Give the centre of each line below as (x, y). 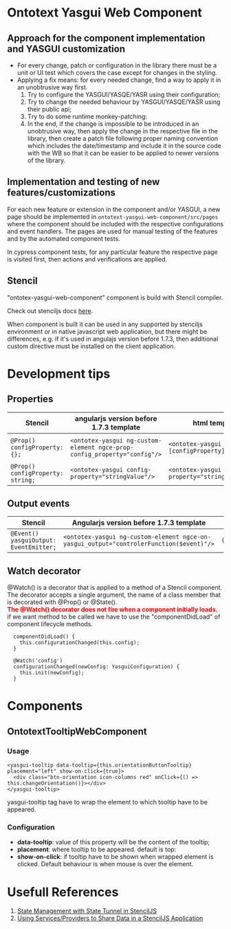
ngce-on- (197, 537)
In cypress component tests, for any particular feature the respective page (112, 252)
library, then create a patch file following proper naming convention (123, 138)
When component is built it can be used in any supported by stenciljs (105, 324)
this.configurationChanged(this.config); (79, 643)
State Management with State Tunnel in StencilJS (87, 911)
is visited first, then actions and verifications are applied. (87, 259)
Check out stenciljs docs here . (50, 310)
